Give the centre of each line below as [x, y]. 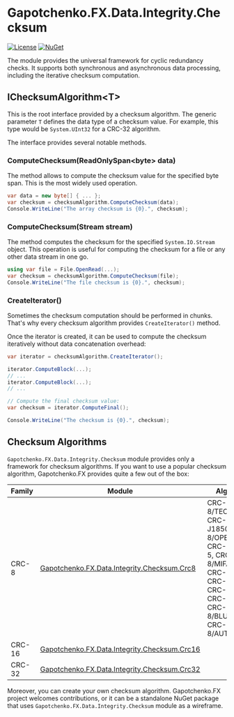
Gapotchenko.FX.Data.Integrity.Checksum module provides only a [101, 459]
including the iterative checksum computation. [74, 75]
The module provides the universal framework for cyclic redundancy [106, 60]
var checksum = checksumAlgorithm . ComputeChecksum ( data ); [93, 202]
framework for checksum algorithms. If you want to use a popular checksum [117, 466]
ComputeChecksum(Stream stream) [70, 227]
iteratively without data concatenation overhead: [77, 344]
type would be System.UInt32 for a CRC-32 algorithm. [84, 129]
